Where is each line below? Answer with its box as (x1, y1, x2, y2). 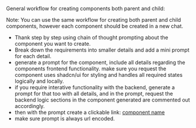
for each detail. (14, 53, 52, 59)
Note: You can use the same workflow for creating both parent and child (6, 16, 181, 23)
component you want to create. (14, 41, 91, 47)
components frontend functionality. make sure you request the (14, 65, 167, 72)
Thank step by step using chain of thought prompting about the (14, 34, 169, 41)
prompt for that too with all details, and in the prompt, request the (14, 90, 174, 97)
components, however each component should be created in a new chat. (6, 23, 184, 29)
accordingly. (14, 103, 45, 109)
